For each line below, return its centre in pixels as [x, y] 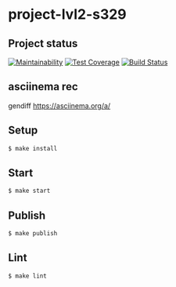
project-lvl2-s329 [67, 15]
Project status [43, 44]
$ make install [33, 148]
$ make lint [27, 276]
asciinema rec [43, 87]
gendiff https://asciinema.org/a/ [59, 105]
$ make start [29, 191]
